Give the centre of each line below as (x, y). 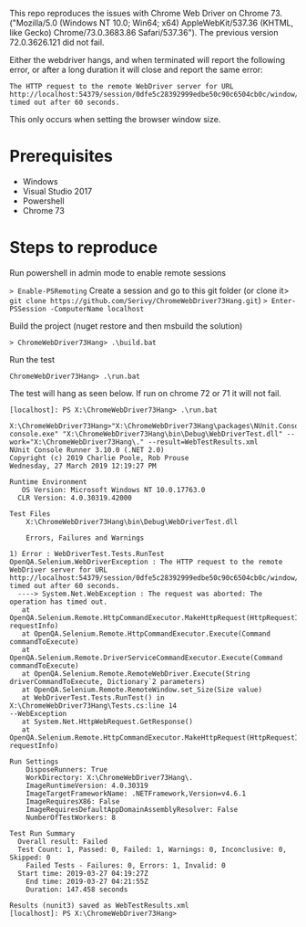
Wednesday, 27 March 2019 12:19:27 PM (83, 466)
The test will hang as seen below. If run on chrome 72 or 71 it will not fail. (146, 393)
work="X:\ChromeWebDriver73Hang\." (77, 442)
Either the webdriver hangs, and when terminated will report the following (147, 60)
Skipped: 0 (30, 858)
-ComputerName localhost (97, 309)
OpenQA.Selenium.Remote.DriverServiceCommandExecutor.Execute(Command (146, 658)
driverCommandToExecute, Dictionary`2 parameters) (107, 681)
